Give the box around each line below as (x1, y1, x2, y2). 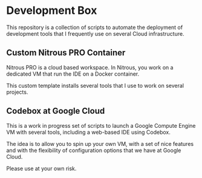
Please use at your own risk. (6, 165, 77, 172)
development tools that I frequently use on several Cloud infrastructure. (6, 30, 184, 37)
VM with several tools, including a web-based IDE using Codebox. (6, 128, 171, 136)
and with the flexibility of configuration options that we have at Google (6, 147, 181, 154)
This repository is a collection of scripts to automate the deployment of (6, 24, 183, 31)
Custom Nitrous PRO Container (6, 48, 126, 58)
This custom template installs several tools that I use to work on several (6, 82, 184, 89)
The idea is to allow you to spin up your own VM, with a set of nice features (6, 140, 194, 147)
